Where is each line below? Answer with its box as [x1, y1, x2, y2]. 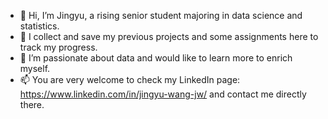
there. [19, 99, 45, 110]
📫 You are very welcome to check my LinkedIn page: [19, 74, 241, 85]
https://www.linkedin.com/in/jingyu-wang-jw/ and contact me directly [19, 88, 307, 100]
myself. [19, 63, 51, 74]
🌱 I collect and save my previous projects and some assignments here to [19, 31, 319, 42]
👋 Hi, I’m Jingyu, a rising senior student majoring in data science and [19, 10, 303, 21]
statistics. [19, 20, 60, 32]
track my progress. [19, 41, 98, 53]
